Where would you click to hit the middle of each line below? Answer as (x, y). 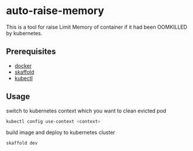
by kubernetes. (24, 33)
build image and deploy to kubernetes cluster (61, 132)
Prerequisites (31, 52)
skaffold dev (22, 143)
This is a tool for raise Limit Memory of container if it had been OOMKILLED (97, 27)
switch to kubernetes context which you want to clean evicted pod (86, 111)
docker (23, 66)
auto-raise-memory (55, 11)
